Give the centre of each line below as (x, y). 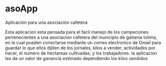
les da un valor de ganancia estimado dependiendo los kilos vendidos (77, 58)
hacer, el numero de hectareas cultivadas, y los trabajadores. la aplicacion (81, 53)
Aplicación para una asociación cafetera (46, 22)
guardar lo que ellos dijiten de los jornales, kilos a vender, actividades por (80, 48)
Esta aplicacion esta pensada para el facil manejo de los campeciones (77, 32)
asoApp (22, 9)
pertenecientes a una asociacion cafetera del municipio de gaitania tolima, (81, 37)
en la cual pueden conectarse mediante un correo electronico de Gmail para (83, 42)
